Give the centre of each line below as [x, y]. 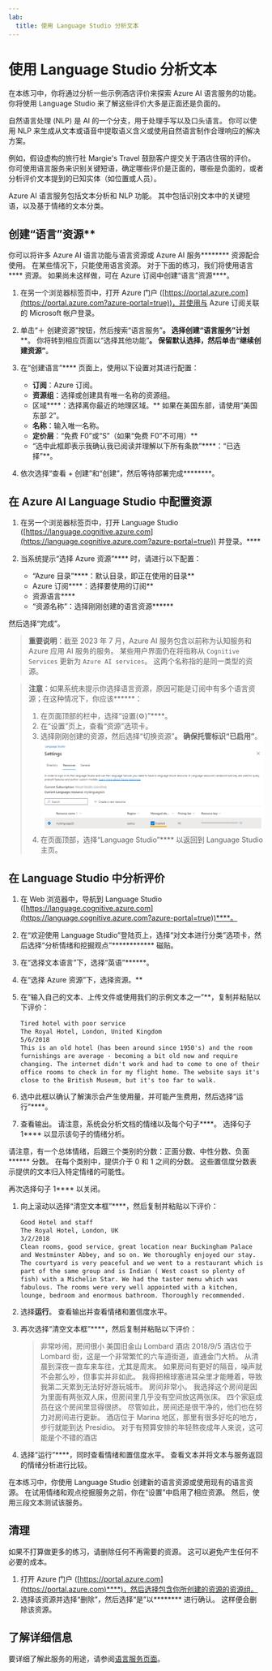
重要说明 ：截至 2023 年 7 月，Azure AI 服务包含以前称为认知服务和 [140, 641]
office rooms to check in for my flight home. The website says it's [140, 1072]
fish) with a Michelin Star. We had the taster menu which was [129, 1279]
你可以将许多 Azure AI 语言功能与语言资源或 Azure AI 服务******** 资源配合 [134, 255]
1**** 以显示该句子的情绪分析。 [74, 1133]
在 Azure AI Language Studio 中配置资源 [110, 501]
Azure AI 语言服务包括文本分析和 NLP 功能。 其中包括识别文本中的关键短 [130, 196]
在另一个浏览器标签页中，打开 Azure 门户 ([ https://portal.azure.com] [134, 293]
